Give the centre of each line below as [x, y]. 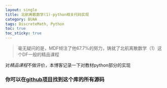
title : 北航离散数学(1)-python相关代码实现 [47, 15]
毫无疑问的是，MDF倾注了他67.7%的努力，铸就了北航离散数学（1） [88, 48]
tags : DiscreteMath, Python [35, 24]
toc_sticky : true [24, 33]
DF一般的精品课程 [41, 54]
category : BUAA [21, 19]
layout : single [21, 10]
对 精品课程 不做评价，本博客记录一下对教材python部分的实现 [68, 65]
